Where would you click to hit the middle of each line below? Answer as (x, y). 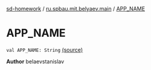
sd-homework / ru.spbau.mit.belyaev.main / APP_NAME (76, 9)
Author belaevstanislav (35, 61)
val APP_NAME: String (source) (45, 49)
